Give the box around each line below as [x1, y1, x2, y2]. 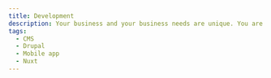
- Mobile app [15, 50, 60, 58]
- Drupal [15, 42, 45, 50]
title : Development [8, 11, 75, 20]
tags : [8, 27, 27, 35]
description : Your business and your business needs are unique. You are [8, 19, 264, 28]
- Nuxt [15, 58, 38, 66]
